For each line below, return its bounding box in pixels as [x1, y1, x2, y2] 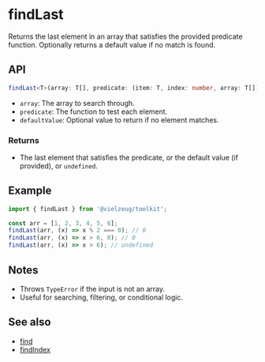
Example [8, 184, 52, 198]
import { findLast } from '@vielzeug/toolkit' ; [8, 205, 168, 213]
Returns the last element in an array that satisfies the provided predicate [8, 32, 243, 41]
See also [8, 315, 51, 329]
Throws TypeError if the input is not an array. [19, 284, 166, 293]
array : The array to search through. [19, 98, 136, 107]
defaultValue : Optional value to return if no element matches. [19, 115, 219, 124]
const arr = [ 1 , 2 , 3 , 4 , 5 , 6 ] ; [8, 219, 118, 227]
